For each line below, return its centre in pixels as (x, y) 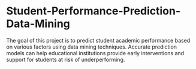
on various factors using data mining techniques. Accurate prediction (92, 47)
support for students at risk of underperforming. (66, 59)
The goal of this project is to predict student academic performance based (98, 40)
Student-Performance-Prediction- (94, 11)
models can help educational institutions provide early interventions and (95, 53)
